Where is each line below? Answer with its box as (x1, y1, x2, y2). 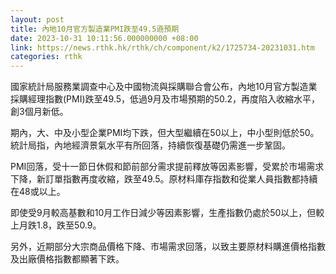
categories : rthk (10, 52, 83, 62)
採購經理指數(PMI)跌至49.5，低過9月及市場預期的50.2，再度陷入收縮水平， (10, 93, 321, 105)
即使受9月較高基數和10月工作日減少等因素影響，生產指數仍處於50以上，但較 (10, 207, 325, 219)
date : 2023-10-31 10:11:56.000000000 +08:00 (10, 33, 199, 43)
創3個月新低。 (10, 106, 69, 118)
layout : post (10, 14, 65, 25)
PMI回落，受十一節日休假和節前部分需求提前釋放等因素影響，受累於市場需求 (10, 161, 325, 173)
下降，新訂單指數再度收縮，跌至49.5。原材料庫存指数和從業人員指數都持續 (10, 173, 318, 185)
